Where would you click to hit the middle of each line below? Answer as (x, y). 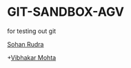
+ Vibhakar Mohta (32, 57)
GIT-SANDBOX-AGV (65, 12)
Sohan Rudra (26, 44)
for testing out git (32, 31)
